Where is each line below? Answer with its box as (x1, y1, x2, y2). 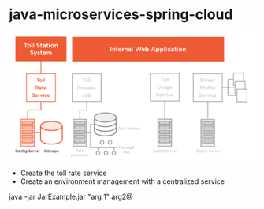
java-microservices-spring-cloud (9, 6, 233, 24)
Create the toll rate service (20, 168, 107, 178)
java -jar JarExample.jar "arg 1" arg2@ (9, 192, 133, 202)
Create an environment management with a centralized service (20, 177, 225, 186)
